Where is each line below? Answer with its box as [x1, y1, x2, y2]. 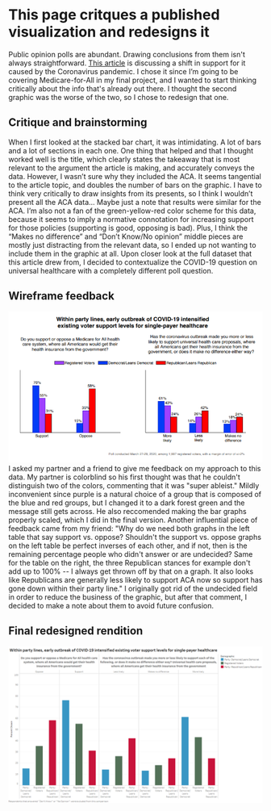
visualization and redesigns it [8, 23, 210, 41]
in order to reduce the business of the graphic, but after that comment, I [8, 592, 248, 602]
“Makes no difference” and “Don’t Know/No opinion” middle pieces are [8, 232, 244, 241]
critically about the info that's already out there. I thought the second [8, 83, 237, 94]
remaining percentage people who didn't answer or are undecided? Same [8, 549, 253, 558]
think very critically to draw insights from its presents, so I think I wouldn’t [8, 188, 253, 199]
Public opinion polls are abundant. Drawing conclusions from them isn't [8, 49, 246, 59]
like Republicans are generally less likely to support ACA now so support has [8, 575, 263, 584]
